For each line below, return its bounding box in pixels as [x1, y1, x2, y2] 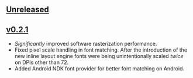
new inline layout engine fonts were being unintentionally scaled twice [14, 53, 184, 60]
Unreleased [6, 5, 50, 15]
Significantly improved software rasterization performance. [14, 40, 157, 48]
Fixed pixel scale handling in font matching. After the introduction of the [14, 46, 188, 53]
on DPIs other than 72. [14, 59, 69, 66]
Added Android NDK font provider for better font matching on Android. [14, 65, 185, 72]
